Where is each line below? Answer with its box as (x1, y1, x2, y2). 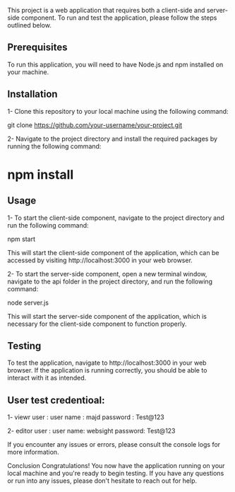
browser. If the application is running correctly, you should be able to (7, 366, 207, 375)
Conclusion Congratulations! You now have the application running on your (7, 462, 225, 470)
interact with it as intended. (7, 374, 87, 382)
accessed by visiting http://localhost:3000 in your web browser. (7, 256, 193, 264)
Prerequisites (7, 42, 68, 54)
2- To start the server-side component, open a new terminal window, (7, 269, 207, 278)
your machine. (7, 67, 49, 76)
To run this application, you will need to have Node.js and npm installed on (7, 60, 224, 69)
